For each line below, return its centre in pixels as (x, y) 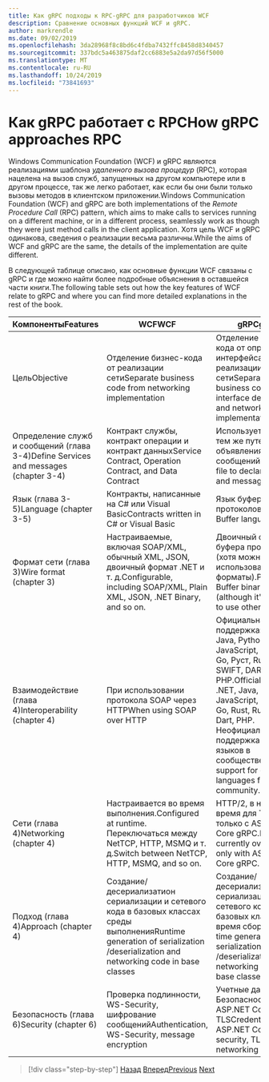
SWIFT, (230, 670)
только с (233, 823)
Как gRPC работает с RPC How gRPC (134, 122)
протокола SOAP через (152, 700)
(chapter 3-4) (39, 476)
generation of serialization (156, 942)
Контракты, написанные (154, 494)
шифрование (132, 1015)
